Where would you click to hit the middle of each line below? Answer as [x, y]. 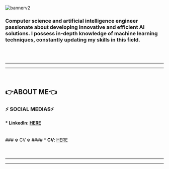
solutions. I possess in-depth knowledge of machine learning [81, 33]
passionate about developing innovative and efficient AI [75, 27]
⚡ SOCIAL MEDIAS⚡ [30, 109]
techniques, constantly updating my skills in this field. [73, 39]
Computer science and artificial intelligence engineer [72, 21]
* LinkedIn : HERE [23, 123]
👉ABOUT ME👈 [31, 92]
